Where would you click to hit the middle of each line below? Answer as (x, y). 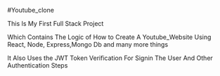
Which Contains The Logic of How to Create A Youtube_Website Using (109, 37)
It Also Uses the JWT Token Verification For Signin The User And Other (110, 58)
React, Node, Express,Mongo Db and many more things (88, 44)
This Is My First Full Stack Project (56, 23)
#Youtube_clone (31, 10)
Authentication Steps (38, 65)
